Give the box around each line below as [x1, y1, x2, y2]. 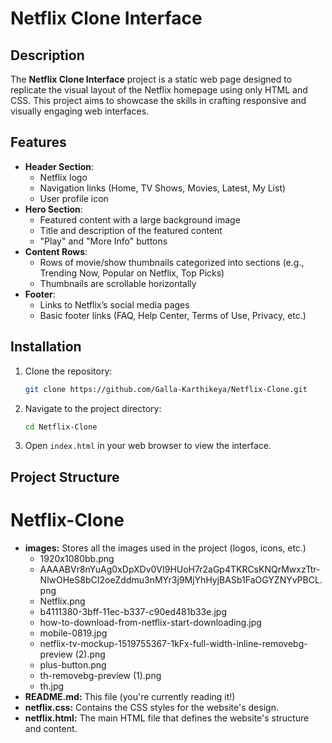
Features [10, 134, 67, 151]
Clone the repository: [24, 365, 113, 377]
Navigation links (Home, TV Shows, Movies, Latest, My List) [39, 182, 287, 194]
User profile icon [39, 192, 109, 204]
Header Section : [24, 160, 95, 172]
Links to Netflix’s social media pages [39, 298, 190, 311]
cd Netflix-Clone [24, 422, 98, 432]
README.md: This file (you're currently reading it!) [24, 690, 236, 702]
